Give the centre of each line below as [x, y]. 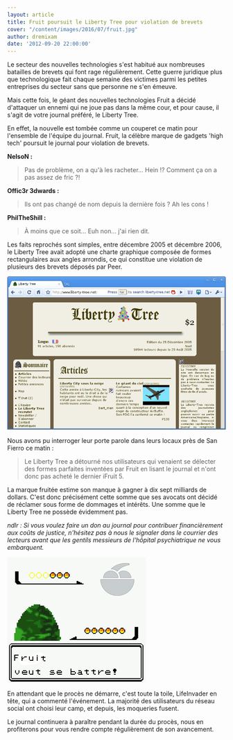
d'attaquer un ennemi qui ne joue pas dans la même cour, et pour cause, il [113, 108]
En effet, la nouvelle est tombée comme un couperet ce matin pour [103, 128]
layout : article [31, 15]
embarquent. [26, 547]
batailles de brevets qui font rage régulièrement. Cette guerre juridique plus [115, 72]
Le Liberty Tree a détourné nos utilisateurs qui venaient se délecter [120, 461]
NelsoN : [20, 157]
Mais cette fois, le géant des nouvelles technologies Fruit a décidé [102, 100]
